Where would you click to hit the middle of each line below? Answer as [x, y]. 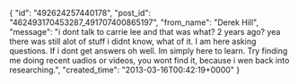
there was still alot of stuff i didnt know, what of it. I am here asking [133, 41]
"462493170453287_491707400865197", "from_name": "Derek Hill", [134, 22]
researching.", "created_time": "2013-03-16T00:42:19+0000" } [125, 70]
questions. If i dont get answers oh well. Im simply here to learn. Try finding [149, 51]
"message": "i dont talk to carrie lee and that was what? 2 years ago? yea [145, 32]
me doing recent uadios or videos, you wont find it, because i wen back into [149, 60]
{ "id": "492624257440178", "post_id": [80, 13]
